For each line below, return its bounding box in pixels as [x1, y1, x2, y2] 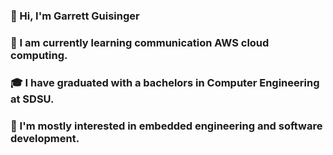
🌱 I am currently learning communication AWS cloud [10, 35, 270, 49]
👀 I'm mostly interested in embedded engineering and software [10, 119, 323, 133]
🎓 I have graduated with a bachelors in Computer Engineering [10, 75, 320, 89]
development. [10, 131, 80, 145]
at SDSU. [10, 92, 55, 106]
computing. [10, 48, 68, 62]
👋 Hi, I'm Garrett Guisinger [10, 9, 140, 23]
